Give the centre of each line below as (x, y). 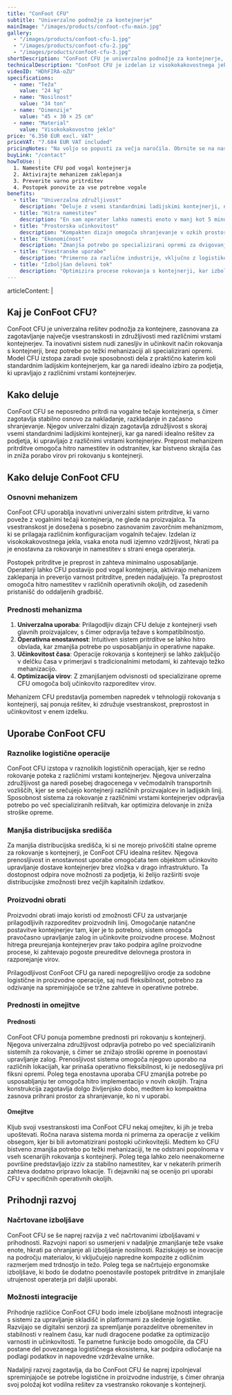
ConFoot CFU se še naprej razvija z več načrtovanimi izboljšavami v (104, 1235)
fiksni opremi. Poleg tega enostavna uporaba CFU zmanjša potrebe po (107, 1074)
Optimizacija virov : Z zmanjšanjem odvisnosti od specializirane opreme (119, 676)
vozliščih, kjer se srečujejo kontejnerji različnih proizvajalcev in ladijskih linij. (115, 790)
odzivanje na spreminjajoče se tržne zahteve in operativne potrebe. (103, 987)
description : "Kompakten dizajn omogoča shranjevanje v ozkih (111, 232)
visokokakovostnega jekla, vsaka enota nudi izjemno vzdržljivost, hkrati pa (113, 541)
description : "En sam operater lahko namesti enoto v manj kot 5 (116, 219)
